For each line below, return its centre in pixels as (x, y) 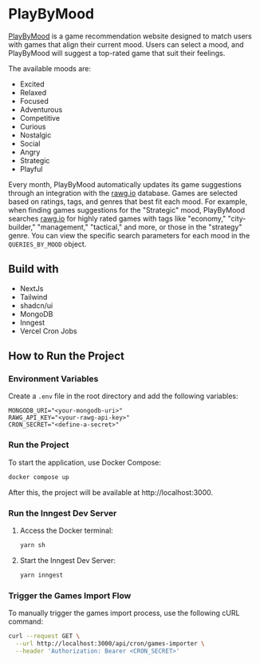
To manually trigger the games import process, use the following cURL (124, 613)
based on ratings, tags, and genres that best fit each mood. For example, (128, 202)
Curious (33, 126)
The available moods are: (50, 68)
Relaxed (33, 92)
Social (30, 143)
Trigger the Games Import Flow (70, 595)
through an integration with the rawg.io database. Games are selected (123, 193)
